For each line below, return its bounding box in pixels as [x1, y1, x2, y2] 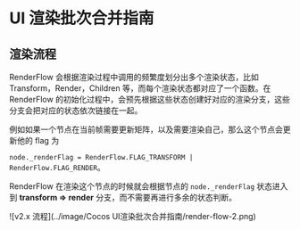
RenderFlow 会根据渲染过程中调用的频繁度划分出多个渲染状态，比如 [9, 72, 259, 82]
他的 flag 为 [16, 136, 60, 145]
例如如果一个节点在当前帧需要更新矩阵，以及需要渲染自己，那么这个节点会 [9, 124, 283, 135]
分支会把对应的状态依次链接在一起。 [9, 105, 143, 116]
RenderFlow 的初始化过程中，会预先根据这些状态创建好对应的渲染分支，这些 [9, 94, 290, 104]
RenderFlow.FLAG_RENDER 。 [9, 162, 105, 172]
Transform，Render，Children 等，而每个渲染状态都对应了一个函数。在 [9, 83, 271, 94]
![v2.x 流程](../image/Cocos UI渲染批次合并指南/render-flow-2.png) [9, 211, 256, 221]
